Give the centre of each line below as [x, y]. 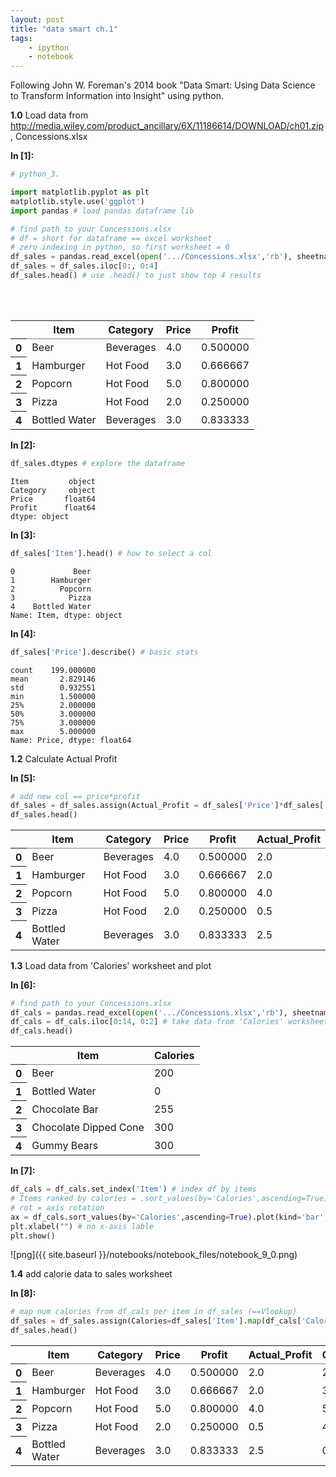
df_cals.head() [42, 1031]
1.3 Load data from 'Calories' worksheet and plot [111, 965]
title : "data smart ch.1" [64, 29]
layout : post [37, 19]
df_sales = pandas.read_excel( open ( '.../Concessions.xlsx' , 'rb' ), [151, 257]
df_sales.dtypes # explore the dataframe [98, 463]
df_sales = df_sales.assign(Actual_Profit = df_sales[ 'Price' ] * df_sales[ [167, 806]
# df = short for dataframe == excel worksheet [111, 238]
